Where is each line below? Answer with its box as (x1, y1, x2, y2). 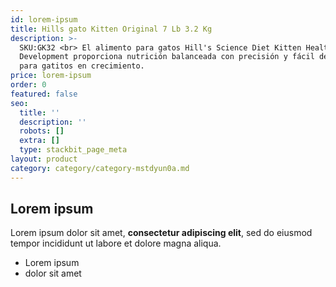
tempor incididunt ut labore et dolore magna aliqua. (10, 237, 222, 250)
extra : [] (19, 136, 60, 146)
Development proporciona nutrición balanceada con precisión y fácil (19, 52, 315, 62)
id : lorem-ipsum (10, 14, 78, 25)
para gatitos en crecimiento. (19, 61, 145, 71)
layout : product (10, 154, 78, 164)
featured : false (10, 89, 78, 99)
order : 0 (10, 80, 47, 90)
